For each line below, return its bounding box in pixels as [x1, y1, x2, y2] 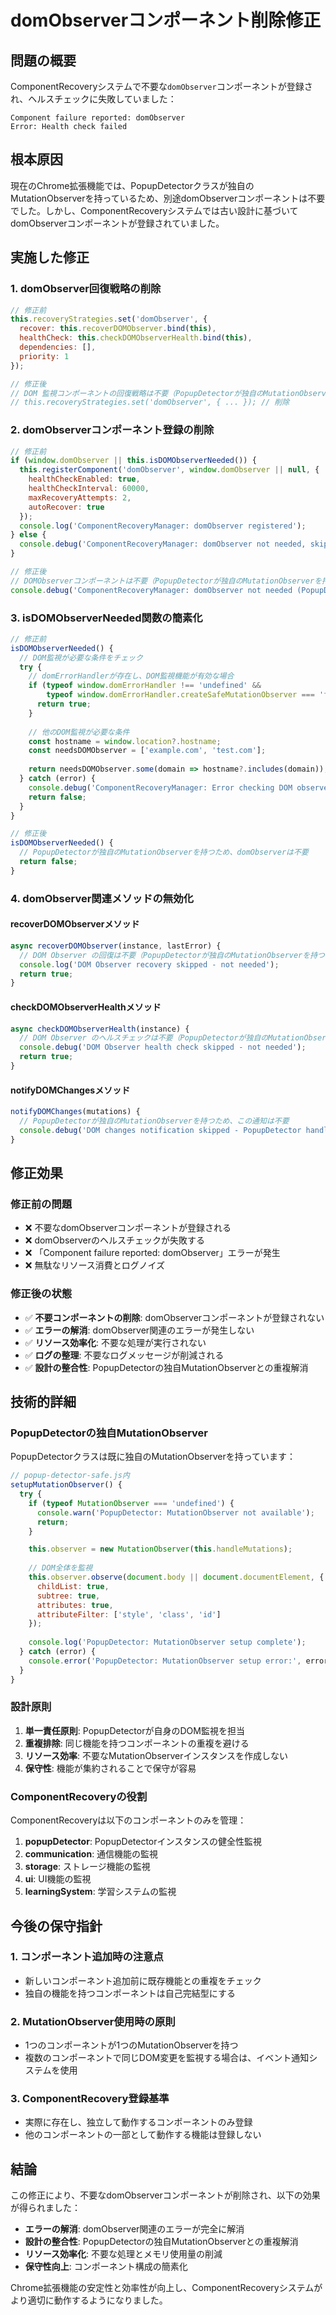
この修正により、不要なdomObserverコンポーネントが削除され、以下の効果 [10, 2189, 321, 2201]
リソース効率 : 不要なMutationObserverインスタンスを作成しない [24, 1749, 288, 1761]
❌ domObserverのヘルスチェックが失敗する [24, 1234, 205, 1246]
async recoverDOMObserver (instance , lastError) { [10, 941, 222, 951]
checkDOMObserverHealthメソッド [10, 1001, 162, 1013]
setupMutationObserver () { [10, 1480, 123, 1490]
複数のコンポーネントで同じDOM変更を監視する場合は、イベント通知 [24, 2052, 310, 2064]
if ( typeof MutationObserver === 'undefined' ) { [28, 1498, 235, 1508]
